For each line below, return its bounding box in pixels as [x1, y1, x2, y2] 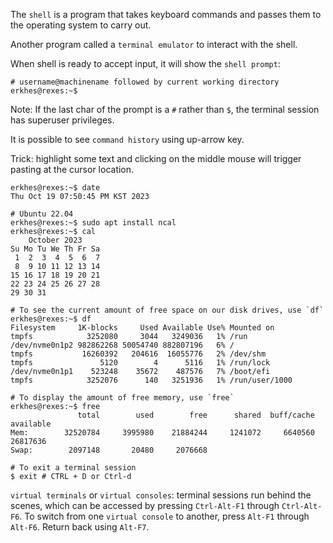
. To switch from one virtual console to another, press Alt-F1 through [19, 510, 310, 522]
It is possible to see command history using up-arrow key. [10, 134, 245, 145]
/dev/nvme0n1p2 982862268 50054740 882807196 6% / [10, 340, 235, 350]
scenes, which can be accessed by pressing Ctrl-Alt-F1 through [10, 500, 280, 511]
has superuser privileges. [10, 114, 115, 126]
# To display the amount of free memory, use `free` [10, 393, 235, 403]
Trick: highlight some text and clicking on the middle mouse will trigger [10, 153, 302, 164]
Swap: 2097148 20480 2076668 [10, 445, 208, 455]
